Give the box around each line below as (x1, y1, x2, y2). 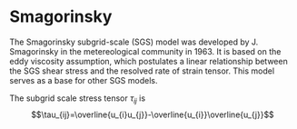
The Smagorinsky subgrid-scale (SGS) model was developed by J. (9, 36, 259, 47)
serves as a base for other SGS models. (9, 74, 158, 85)
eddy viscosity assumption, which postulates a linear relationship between (9, 55, 288, 66)
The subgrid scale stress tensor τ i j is (9, 93, 146, 105)
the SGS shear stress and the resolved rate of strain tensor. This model (9, 65, 275, 76)
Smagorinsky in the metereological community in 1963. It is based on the (9, 45, 282, 56)
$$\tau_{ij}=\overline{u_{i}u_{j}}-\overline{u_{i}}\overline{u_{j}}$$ (31, 109, 274, 120)
